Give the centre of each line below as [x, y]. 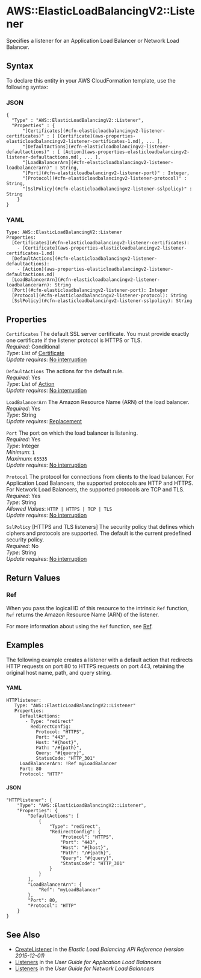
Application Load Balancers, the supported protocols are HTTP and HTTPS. [100, 483]
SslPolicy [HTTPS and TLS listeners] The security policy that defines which [100, 527]
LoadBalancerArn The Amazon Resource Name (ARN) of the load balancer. [98, 402]
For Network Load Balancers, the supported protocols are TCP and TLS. [95, 490]
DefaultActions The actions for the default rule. [65, 371]
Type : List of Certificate [36, 353]
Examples [25, 645]
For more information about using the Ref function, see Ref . [80, 626]
